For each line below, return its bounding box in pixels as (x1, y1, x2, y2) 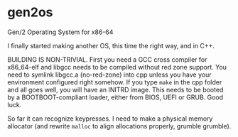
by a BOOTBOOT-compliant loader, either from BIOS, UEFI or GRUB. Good (7, 93, 224, 102)
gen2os (7, 4, 53, 21)
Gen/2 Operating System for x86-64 (7, 28, 114, 36)
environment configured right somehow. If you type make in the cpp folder (7, 77, 222, 86)
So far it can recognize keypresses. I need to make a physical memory (7, 114, 213, 123)
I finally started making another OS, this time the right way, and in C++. (7, 41, 215, 50)
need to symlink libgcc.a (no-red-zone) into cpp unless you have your (7, 70, 212, 79)
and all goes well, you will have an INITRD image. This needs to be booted (7, 85, 224, 94)
